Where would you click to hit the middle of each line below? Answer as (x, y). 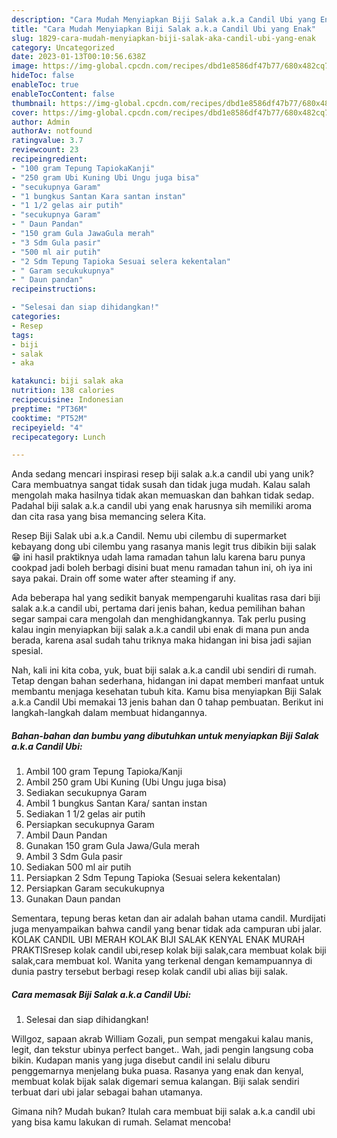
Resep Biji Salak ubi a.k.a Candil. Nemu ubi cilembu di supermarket (149, 536)
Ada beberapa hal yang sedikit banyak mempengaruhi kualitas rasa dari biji (166, 598)
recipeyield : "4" (47, 427)
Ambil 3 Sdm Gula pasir (74, 857)
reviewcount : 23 (45, 150)
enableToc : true (45, 85)
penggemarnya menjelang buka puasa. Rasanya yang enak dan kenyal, (157, 1071)
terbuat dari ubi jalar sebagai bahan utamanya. (107, 1092)
